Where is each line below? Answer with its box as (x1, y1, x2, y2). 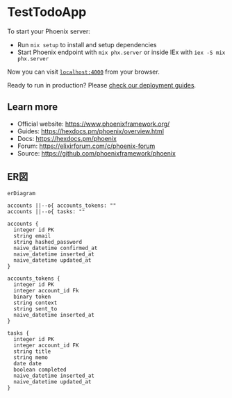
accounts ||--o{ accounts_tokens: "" (7, 202, 117, 209)
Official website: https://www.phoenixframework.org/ (17, 119, 170, 128)
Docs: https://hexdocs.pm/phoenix (17, 134, 117, 142)
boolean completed (13, 366, 67, 373)
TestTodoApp (7, 4, 87, 20)
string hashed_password (13, 238, 82, 245)
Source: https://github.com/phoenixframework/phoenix (17, 149, 176, 157)
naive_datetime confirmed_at (13, 244, 98, 251)
